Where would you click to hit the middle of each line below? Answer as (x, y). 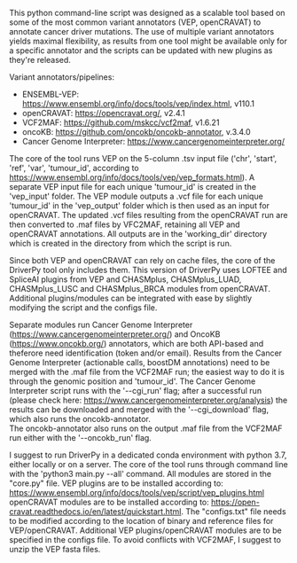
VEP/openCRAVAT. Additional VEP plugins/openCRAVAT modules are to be (145, 530)
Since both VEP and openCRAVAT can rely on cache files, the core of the (142, 260)
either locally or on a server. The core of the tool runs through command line (148, 464)
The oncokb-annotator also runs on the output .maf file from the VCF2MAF (146, 428)
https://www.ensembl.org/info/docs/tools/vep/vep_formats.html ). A (132, 177)
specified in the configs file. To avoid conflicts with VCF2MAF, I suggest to (145, 540)
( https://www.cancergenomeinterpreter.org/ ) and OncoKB (115, 334)
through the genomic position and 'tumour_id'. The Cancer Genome (133, 381)
